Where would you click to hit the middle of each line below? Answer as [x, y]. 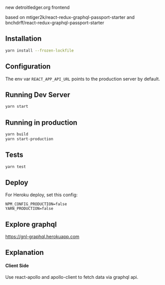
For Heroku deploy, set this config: [42, 195]
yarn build [17, 134]
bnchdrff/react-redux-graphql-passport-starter [55, 23]
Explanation [25, 253]
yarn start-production [29, 139]
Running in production [41, 122]
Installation [23, 39]
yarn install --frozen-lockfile [39, 51]
